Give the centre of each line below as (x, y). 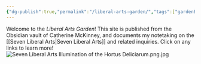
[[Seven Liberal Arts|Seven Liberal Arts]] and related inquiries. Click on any (99, 41)
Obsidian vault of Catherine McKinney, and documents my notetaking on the (100, 35)
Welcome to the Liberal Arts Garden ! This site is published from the (89, 29)
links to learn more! (30, 48)
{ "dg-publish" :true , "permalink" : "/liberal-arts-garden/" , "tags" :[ (91, 12)
